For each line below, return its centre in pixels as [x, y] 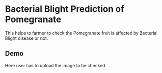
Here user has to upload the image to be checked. [56, 65]
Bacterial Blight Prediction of [65, 9]
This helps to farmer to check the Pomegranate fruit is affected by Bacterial [81, 33]
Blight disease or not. [27, 38]
